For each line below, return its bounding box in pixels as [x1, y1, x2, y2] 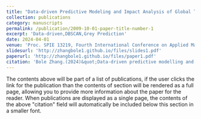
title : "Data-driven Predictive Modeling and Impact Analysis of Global [6, 8, 191, 15]
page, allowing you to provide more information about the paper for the [6, 88, 181, 95]
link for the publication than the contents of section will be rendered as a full [6, 81, 194, 89]
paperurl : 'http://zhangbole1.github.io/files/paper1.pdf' [6, 53, 157, 59]
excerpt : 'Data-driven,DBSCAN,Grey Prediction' [6, 31, 127, 37]
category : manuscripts [6, 20, 63, 26]
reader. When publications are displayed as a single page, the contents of [6, 94, 188, 102]
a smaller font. [6, 107, 42, 114]
